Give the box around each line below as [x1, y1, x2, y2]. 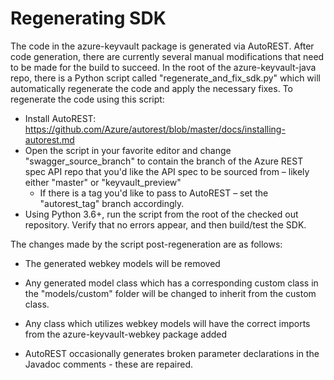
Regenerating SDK [10, 7, 167, 30]
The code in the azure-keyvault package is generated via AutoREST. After [10, 40, 315, 52]
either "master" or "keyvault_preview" [24, 176, 182, 188]
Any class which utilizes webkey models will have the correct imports [24, 317, 311, 329]
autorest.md [24, 133, 75, 146]
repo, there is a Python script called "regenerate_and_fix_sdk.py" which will [10, 72, 322, 84]
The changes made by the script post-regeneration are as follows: [10, 238, 283, 250]
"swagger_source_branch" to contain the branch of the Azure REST [24, 155, 304, 167]
